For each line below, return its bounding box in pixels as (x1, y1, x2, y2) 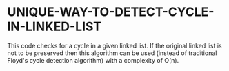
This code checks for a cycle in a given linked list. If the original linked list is (7, 41, 222, 50)
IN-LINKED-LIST (7, 19, 102, 34)
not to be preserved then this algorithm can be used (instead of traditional (7, 49, 217, 57)
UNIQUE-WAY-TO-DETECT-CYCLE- (7, 4, 215, 20)
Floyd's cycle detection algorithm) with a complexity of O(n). (7, 56, 179, 64)
